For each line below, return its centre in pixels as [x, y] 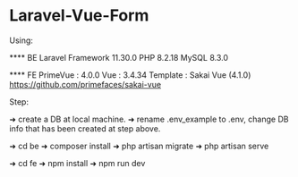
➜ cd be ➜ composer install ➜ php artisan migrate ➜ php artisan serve [139, 146]
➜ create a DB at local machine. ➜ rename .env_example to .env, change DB [149, 119]
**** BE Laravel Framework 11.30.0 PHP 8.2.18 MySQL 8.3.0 [119, 57]
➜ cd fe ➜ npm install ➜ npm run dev [77, 163]
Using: [21, 40]
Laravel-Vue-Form [79, 16]
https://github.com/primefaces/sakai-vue [85, 84]
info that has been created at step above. [85, 128]
